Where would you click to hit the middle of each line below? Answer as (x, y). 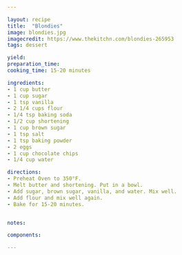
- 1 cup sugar (28, 96)
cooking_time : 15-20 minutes (49, 70)
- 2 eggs (20, 147)
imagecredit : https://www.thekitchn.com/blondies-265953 (91, 39)
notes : (17, 223)
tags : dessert (28, 45)
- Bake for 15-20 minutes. (46, 204)
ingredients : (26, 83)
